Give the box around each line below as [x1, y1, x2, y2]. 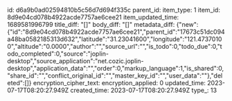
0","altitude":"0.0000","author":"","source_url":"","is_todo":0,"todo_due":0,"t [7, 43, 223, 50]
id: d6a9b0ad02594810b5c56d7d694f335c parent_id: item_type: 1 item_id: [7, 6, 220, 14]
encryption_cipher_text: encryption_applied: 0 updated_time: [33, 79, 206, 87]
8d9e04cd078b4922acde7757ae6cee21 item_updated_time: [7, 13, 179, 21]
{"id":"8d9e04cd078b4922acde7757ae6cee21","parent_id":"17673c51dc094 [7, 27, 225, 36]
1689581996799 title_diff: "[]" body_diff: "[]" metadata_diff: [7, 21, 175, 28]
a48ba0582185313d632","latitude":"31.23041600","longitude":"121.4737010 [7, 35, 222, 43]
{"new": [176, 21, 199, 28]
